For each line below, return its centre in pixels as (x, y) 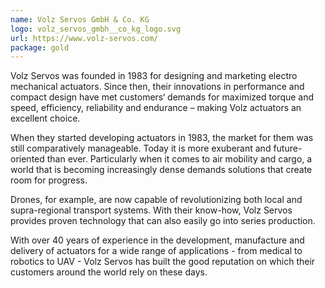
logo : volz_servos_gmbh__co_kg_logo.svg (96, 29)
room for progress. (49, 180)
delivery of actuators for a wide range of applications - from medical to (156, 251)
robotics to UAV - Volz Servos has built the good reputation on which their (163, 262)
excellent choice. (45, 118)
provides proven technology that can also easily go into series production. (163, 221)
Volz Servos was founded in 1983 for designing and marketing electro (154, 76)
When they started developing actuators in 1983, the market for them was (162, 138)
